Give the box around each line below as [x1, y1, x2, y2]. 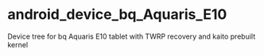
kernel [7, 39, 29, 49]
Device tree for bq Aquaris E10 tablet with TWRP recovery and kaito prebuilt [7, 32, 256, 41]
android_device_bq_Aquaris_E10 [7, 6, 227, 24]
